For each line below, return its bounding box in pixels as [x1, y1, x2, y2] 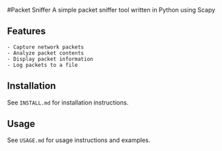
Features [7, 25, 46, 37]
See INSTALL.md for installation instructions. [7, 98, 129, 107]
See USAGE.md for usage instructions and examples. [7, 136, 151, 144]
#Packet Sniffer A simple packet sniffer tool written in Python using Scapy [7, 6, 216, 14]
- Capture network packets [7, 44, 84, 51]
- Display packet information [7, 55, 94, 62]
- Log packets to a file [7, 61, 78, 68]
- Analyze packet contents [7, 49, 84, 57]
